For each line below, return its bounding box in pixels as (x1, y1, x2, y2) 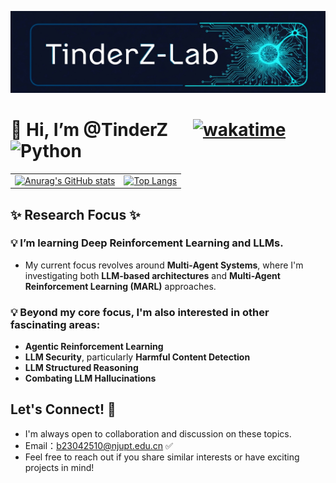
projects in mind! (24, 461, 95, 473)
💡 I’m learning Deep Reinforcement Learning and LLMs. (10, 236, 284, 250)
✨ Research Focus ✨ (10, 206, 141, 223)
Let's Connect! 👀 (10, 401, 117, 418)
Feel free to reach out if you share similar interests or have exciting (24, 451, 300, 463)
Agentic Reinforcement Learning (24, 341, 164, 353)
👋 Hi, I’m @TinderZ (10, 119, 169, 141)
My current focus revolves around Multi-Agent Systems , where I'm (24, 259, 304, 271)
